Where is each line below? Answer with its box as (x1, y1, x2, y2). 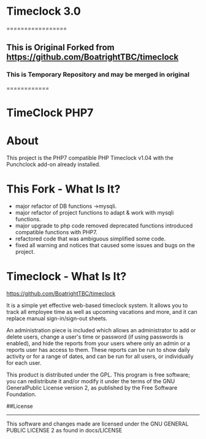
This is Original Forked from (6, 42, 115, 53)
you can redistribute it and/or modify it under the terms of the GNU (6, 377, 175, 384)
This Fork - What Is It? (6, 182, 121, 196)
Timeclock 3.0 (6, 4, 81, 18)
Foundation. (6, 391, 37, 398)
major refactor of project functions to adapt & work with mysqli (15, 208, 174, 216)
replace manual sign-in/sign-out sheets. (6, 315, 107, 322)
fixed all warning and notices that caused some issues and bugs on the (15, 241, 195, 249)
